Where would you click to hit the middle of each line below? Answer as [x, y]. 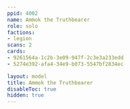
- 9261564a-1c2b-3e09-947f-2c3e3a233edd [66, 58]
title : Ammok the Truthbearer [50, 82]
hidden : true [26, 95]
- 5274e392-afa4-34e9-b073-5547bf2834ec [66, 64]
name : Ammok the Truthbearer [49, 20]
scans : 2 [19, 45]
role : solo [23, 26]
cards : [16, 52]
